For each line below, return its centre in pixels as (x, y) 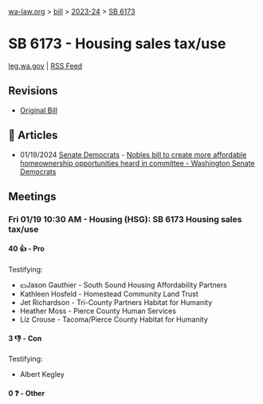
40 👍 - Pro (27, 249)
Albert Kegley (42, 374)
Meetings (33, 196)
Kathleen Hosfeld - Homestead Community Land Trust (109, 294)
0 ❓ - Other (27, 393)
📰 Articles (33, 135)
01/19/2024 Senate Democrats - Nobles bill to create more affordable (133, 154)
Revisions (33, 91)
